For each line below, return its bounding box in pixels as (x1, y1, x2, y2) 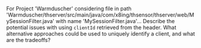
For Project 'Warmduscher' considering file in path (6, 5, 132, 12)
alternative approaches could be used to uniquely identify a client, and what (6, 30, 195, 37)
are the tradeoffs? (6, 37, 51, 43)
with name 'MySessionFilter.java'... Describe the (55, 18, 175, 24)
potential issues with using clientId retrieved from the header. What (6, 24, 177, 31)
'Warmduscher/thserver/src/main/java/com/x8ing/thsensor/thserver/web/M (6, 11, 194, 18)
